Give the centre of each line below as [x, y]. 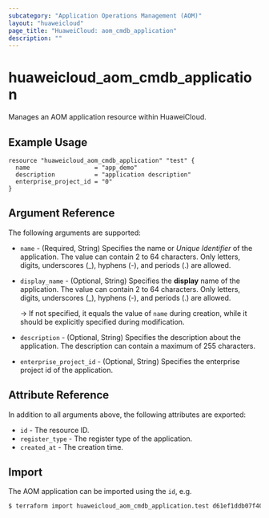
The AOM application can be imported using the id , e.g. [100, 492]
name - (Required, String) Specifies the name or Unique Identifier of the [136, 248]
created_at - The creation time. [72, 447]
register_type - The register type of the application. [106, 439]
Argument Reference [62, 213]
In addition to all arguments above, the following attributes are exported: [127, 415]
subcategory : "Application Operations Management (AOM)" [105, 16]
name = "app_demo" [76, 168]
